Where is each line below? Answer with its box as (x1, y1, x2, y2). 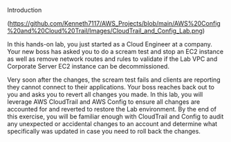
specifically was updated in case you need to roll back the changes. (7, 127, 201, 135)
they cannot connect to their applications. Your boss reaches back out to (7, 83, 214, 91)
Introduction (7, 6, 42, 14)
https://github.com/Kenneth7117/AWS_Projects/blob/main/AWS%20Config (9, 19, 221, 27)
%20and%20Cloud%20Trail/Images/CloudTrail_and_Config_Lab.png (7, 27, 203, 35)
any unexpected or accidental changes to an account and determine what (7, 120, 218, 127)
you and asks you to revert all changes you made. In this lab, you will (7, 90, 203, 98)
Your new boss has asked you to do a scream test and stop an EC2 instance (7, 48, 223, 55)
